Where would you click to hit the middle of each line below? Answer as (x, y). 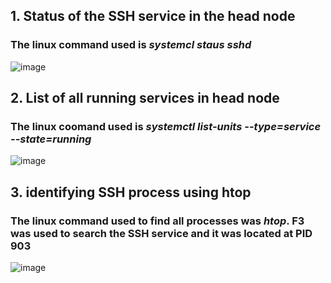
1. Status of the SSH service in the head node (153, 16)
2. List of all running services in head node (145, 98)
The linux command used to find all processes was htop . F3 (157, 221)
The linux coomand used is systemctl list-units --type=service (166, 126)
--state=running (51, 139)
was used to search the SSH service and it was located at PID (161, 233)
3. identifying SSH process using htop (131, 192)
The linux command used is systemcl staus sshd (131, 45)
